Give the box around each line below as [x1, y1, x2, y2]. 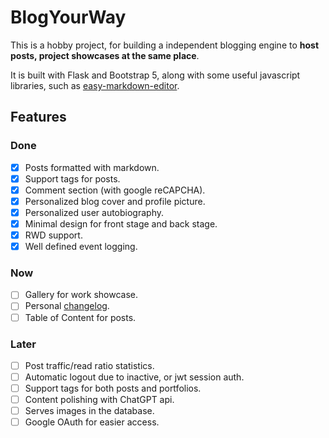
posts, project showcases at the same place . [10, 49, 200, 61]
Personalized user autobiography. [24, 206, 164, 218]
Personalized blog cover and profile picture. [24, 195, 206, 207]
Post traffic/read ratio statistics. [24, 359, 155, 371]
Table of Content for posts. [24, 311, 137, 323]
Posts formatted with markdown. [24, 161, 160, 173]
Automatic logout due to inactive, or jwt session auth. [24, 371, 245, 383]
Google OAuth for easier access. [24, 416, 160, 428]
